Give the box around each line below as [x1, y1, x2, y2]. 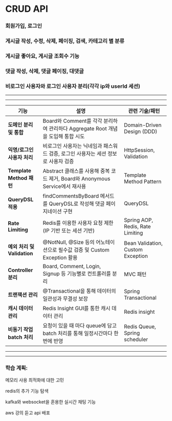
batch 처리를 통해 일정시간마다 [42, 330, 113, 337]
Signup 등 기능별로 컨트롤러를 [42, 270, 111, 277]
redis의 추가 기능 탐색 [5, 388, 49, 394]
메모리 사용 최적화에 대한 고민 [5, 377, 64, 383]
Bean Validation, [123, 240, 163, 247]
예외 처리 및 [8, 243, 35, 251]
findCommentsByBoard [42, 193, 99, 200]
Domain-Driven [123, 122, 162, 129]
